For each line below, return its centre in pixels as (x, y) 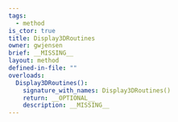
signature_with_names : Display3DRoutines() (97, 90)
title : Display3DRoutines (52, 38)
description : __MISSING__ (66, 105)
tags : (17, 16)
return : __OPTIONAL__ (59, 98)
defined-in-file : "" (43, 68)
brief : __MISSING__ (41, 53)
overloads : (27, 75)
